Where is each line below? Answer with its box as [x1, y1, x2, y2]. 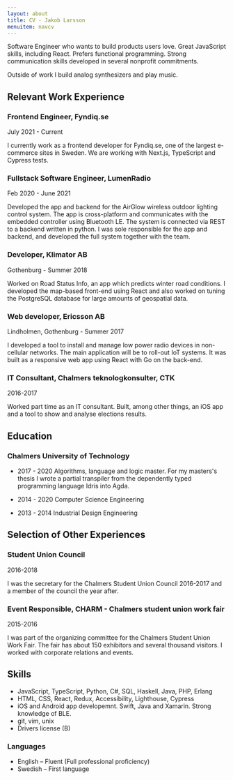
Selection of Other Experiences [7, 529, 146, 541]
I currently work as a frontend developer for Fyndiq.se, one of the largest [7, 141, 216, 150]
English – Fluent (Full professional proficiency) [17, 758, 150, 766]
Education [7, 430, 53, 442]
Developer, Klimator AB [7, 250, 88, 260]
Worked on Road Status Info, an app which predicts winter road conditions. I [7, 279, 226, 287]
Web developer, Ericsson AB [7, 311, 106, 321]
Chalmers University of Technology [7, 451, 130, 460]
